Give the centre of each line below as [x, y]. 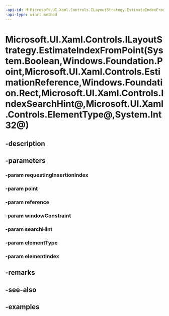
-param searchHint [29, 229]
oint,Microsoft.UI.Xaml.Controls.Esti [83, 72]
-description [25, 144]
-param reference [27, 202]
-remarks [20, 273]
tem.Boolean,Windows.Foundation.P [84, 61]
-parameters [25, 161]
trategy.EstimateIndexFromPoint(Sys [84, 50]
